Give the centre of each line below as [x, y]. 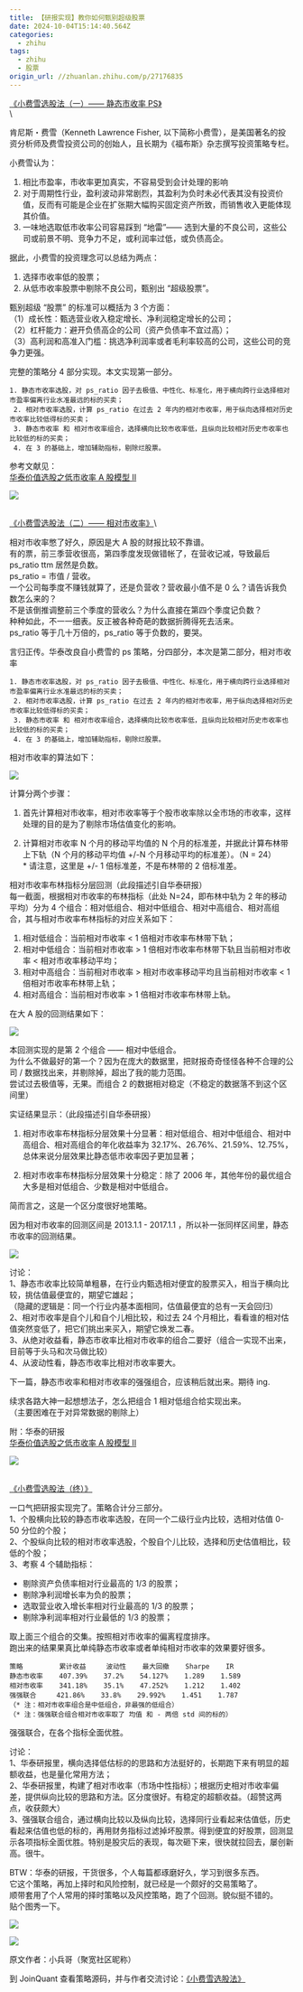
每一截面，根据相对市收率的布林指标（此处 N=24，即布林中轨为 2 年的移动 [148, 896]
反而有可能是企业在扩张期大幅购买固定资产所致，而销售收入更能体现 [165, 204]
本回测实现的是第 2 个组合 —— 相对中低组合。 [96, 1050]
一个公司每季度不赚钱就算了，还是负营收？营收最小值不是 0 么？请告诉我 [144, 587]
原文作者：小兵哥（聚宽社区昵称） [73, 1959]
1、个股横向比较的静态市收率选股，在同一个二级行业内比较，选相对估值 [141, 1519]
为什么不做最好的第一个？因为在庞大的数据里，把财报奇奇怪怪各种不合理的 [147, 1061]
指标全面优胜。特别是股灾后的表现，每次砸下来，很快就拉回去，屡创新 [163, 1842]
